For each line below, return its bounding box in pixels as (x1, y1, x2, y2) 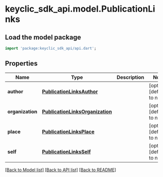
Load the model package (5, 33, 81, 41)
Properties (5, 59, 38, 68)
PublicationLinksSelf (42, 148, 91, 155)
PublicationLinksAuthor (42, 88, 98, 95)
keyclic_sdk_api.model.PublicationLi (5, 3, 155, 15)
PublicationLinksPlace (42, 128, 95, 135)
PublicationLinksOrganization (42, 108, 113, 115)
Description (116, 74, 145, 81)
